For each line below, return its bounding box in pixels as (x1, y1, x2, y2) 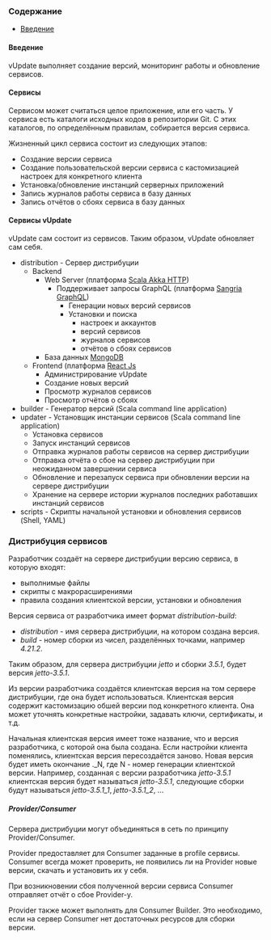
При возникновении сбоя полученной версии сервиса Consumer (8, 881, 234, 891)
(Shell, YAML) (19, 515, 66, 525)
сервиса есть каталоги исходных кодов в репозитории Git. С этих (8, 114, 237, 124)
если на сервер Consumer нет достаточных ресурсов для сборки (8, 914, 235, 924)
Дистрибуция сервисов (8, 535, 108, 546)
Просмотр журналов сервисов (44, 386, 152, 396)
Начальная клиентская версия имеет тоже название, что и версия (8, 734, 239, 744)
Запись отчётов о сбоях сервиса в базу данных (19, 196, 185, 207)
